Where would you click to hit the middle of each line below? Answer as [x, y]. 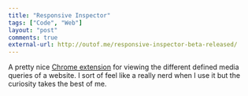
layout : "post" [33, 30]
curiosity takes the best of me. [57, 84]
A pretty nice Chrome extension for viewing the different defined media [124, 67]
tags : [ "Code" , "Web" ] [45, 23]
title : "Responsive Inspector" [59, 15]
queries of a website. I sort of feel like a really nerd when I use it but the [124, 76]
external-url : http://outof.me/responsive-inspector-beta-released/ [123, 45]
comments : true [33, 37]
